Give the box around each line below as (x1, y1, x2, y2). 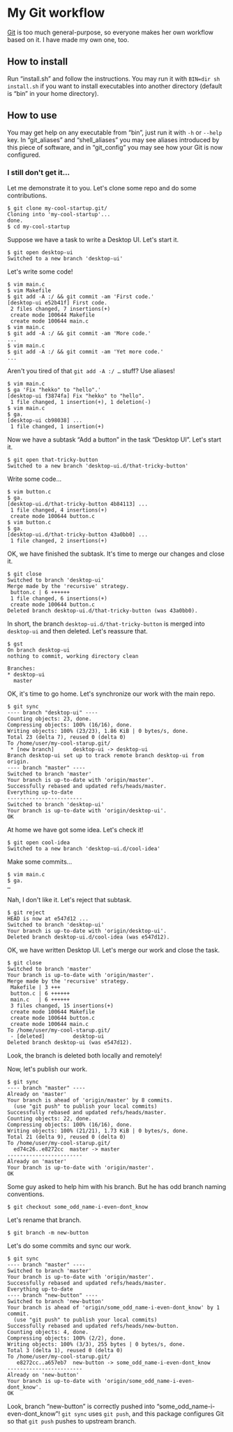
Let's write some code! (7, 267, 73, 276)
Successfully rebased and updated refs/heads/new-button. (7, 1322, 179, 1329)
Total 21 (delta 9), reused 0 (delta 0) (7, 1133, 127, 1140)
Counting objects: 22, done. (7, 1115, 92, 1122)
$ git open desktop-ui (7, 248, 73, 256)
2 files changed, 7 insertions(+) (10, 305, 111, 312)
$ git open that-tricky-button (7, 456, 98, 463)
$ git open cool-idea (7, 838, 70, 846)
